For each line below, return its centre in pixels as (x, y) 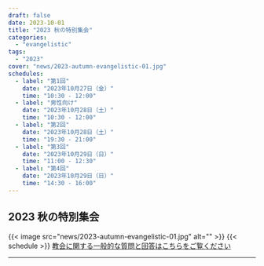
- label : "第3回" (42, 147)
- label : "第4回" (42, 169)
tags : (17, 52)
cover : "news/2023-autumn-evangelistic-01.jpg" (88, 67)
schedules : (26, 74)
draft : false (29, 15)
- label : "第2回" (42, 125)
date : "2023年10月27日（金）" (68, 88)
